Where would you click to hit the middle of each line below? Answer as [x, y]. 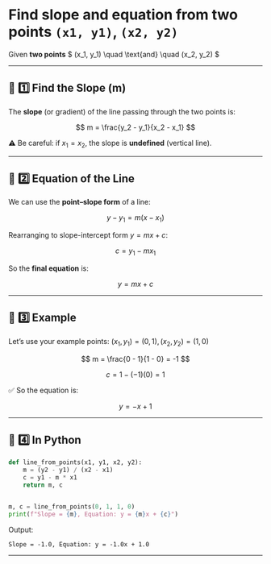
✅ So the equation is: [44, 390]
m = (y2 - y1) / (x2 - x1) [68, 470]
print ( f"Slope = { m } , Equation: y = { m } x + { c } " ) [94, 514]
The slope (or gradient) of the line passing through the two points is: [122, 111]
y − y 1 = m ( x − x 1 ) [135, 219]
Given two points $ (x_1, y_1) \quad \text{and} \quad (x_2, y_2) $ [114, 54]
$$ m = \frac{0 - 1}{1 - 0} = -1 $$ [135, 359]
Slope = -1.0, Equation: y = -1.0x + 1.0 [79, 544]
